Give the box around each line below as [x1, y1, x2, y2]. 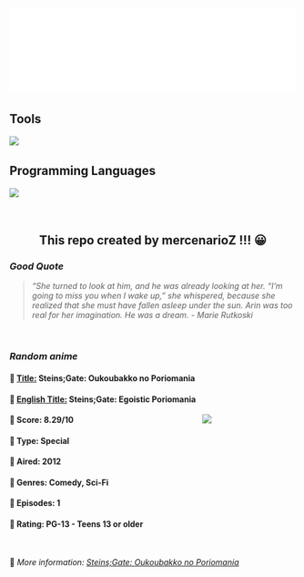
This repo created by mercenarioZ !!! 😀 [39, 232, 267, 248]
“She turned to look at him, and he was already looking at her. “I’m [31, 281, 284, 292]
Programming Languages [9, 163, 157, 179]
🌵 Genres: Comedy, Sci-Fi [9, 477, 109, 488]
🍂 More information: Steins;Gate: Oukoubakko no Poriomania [9, 556, 239, 567]
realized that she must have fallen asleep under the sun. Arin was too [31, 300, 293, 311]
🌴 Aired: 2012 [9, 456, 62, 467]
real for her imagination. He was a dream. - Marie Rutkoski [31, 310, 253, 321]
